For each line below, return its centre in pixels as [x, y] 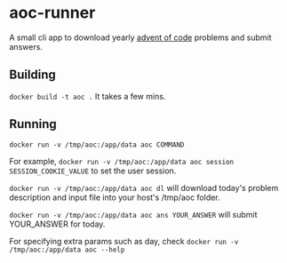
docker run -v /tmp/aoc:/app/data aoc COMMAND [97, 145]
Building [32, 75]
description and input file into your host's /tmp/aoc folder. [115, 197]
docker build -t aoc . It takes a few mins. [88, 96]
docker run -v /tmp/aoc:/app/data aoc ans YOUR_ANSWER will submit [133, 214]
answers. [26, 46]
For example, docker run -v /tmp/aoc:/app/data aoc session [122, 161]
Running [33, 124]
